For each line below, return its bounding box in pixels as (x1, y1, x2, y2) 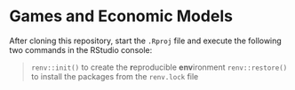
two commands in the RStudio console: (9, 44, 153, 55)
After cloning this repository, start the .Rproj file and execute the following (9, 35, 282, 46)
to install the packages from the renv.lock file (30, 71, 199, 81)
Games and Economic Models (9, 6, 234, 26)
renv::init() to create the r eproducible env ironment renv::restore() (30, 62, 288, 72)
